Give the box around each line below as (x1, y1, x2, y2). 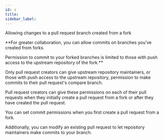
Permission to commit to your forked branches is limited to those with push (5, 54, 158, 60)
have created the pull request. (5, 100, 66, 106)
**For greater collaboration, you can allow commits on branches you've (5, 40, 152, 46)
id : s (5, 7, 16, 12)
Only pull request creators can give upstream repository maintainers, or (5, 69, 151, 75)
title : (5, 12, 19, 17)
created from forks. (5, 45, 44, 51)
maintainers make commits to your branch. (5, 130, 92, 136)
